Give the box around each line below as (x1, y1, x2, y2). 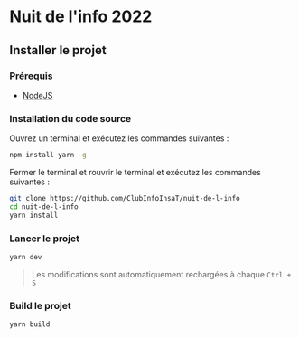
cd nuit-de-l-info (9, 202, 79, 211)
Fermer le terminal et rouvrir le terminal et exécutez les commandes (9, 167, 262, 178)
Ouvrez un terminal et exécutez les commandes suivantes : (9, 133, 229, 144)
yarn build (9, 320, 51, 329)
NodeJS (22, 89, 53, 100)
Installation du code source (9, 112, 132, 125)
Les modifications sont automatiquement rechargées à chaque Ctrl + (31, 268, 292, 279)
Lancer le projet (9, 232, 79, 245)
